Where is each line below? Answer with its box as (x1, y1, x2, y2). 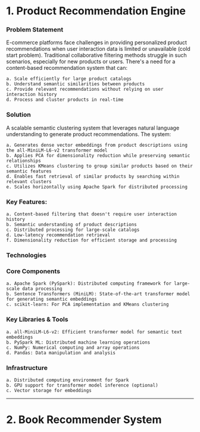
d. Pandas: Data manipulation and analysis (6, 350, 116, 356)
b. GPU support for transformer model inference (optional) (6, 382, 159, 388)
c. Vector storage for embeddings (6, 387, 92, 393)
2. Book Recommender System (6, 413, 162, 427)
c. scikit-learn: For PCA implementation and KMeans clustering (6, 301, 169, 308)
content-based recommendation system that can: (6, 64, 128, 72)
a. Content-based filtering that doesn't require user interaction (6, 211, 177, 217)
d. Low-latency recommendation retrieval (6, 232, 111, 238)
